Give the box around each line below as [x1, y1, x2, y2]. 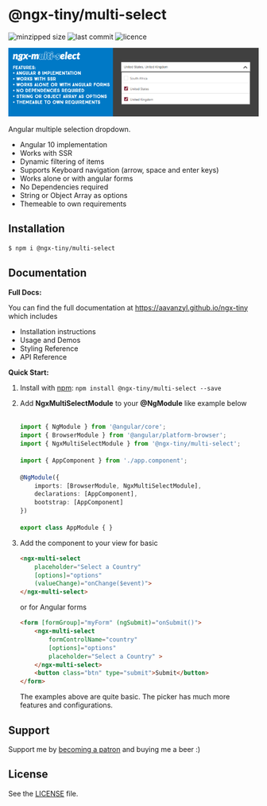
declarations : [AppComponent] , [34, 490, 138, 498]
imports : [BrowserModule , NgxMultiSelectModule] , [34, 481, 202, 490]
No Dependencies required [19, 182, 109, 192]
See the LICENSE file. [8, 788, 79, 798]
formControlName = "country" [48, 635, 138, 644]
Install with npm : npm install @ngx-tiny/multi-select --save [19, 383, 222, 392]
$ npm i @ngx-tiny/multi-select [8, 244, 115, 252]
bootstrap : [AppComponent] [34, 499, 124, 507]
